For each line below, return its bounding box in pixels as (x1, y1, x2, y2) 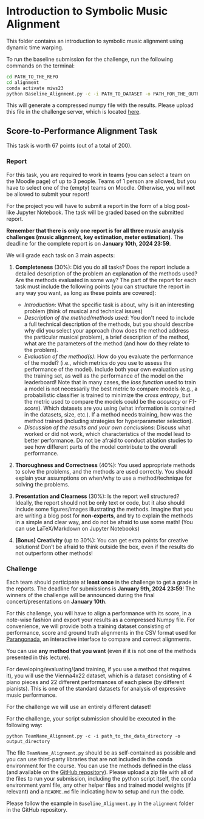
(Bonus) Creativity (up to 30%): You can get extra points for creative (15, 536, 188, 544)
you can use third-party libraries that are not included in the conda (6, 755, 173, 762)
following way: (6, 721, 42, 728)
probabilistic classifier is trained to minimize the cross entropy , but (24, 391, 191, 399)
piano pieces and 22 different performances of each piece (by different (6, 678, 185, 685)
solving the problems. (15, 480, 70, 488)
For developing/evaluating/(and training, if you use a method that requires (6, 665, 191, 672)
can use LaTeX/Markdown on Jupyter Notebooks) (15, 525, 140, 532)
